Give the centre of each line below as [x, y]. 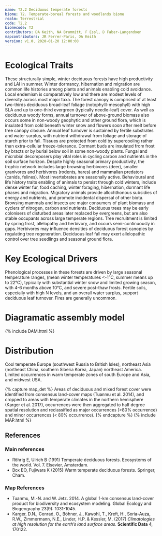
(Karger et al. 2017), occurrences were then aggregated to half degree [75, 405]
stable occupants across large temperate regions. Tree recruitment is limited [81, 218]
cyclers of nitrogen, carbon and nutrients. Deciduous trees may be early [77, 208]
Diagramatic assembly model [65, 317]
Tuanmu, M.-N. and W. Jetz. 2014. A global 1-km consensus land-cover [83, 499]
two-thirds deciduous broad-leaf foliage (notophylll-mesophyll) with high [78, 105]
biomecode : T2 [19, 28]
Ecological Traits [39, 65]
